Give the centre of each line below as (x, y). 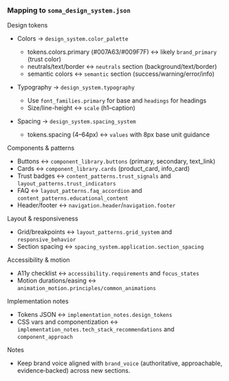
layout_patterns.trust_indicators (66, 184)
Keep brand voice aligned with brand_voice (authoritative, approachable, (120, 363)
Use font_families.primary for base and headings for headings (117, 101)
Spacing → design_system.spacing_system (76, 121)
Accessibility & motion (39, 260)
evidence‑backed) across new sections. (74, 371)
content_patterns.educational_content (73, 198)
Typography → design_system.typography (76, 87)
